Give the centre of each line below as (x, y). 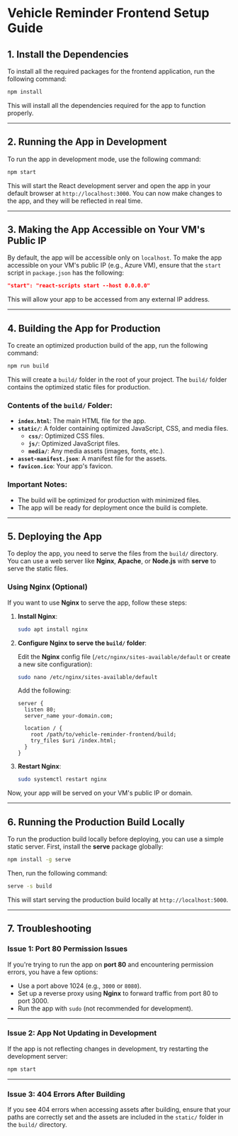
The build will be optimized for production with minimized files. (109, 500)
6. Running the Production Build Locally (96, 822)
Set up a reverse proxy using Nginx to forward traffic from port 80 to (118, 993)
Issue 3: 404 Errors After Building (66, 1094)
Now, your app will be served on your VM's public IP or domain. (100, 793)
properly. (21, 113)
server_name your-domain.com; (69, 716)
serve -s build (30, 886)
